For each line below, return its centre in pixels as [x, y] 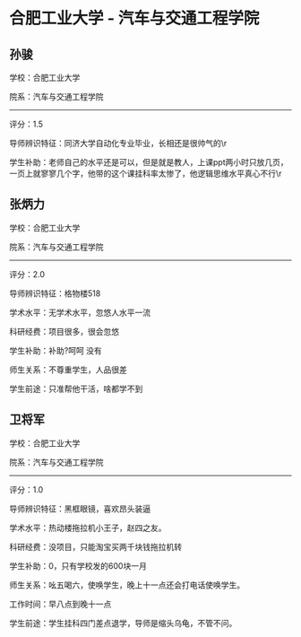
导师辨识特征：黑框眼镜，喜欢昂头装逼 [80, 509]
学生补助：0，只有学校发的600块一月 [78, 565]
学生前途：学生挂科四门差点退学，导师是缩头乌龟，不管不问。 [123, 623]
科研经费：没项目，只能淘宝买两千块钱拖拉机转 [95, 546]
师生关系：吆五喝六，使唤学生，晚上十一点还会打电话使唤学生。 [127, 585]
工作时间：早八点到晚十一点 [60, 604]
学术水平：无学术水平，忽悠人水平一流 [80, 312]
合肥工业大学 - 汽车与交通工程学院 [134, 18]
